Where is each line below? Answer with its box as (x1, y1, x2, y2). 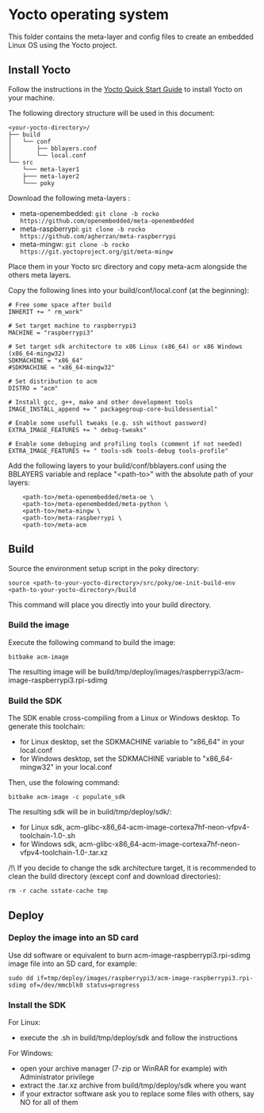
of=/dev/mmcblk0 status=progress (29, 981, 140, 989)
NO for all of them (19, 1098, 78, 1107)
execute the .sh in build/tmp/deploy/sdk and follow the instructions (19, 1033, 238, 1042)
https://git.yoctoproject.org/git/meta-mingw (19, 248, 173, 256)
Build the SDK (8, 695, 63, 706)
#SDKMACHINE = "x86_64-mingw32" (8, 363, 115, 371)
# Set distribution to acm (8, 377, 98, 385)
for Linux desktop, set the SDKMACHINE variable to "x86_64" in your (19, 737, 245, 747)
